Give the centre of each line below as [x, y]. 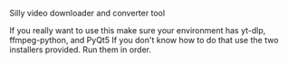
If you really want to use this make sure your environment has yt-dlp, [138, 30]
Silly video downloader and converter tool [87, 13]
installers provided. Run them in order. [81, 50]
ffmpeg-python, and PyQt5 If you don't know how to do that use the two [144, 40]
